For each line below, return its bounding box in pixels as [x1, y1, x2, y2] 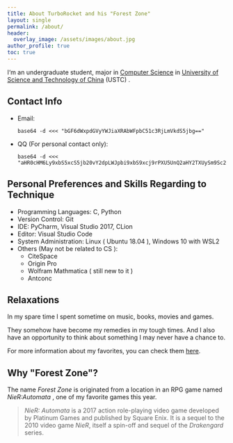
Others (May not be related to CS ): [17, 244, 118, 252]
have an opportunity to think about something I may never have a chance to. [7, 333, 226, 341]
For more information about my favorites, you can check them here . [7, 347, 201, 355]
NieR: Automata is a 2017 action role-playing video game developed [24, 406, 219, 414]
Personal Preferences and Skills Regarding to [7, 178, 207, 190]
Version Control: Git [17, 215, 74, 223]
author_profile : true [7, 42, 70, 49]
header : [7, 29, 30, 37]
